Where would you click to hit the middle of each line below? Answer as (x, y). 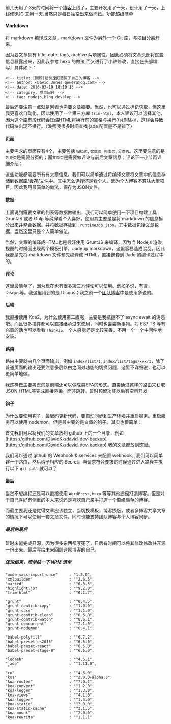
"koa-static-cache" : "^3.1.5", (50, 708)
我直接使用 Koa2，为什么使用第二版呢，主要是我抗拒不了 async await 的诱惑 (85, 317)
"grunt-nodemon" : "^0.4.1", (50, 628)
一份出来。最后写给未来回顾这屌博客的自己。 (52, 549)
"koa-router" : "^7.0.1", (50, 682)
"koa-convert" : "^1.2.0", (50, 686)
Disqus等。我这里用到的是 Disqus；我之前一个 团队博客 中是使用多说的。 (81, 292)
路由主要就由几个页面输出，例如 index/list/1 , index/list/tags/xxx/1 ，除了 (85, 361)
